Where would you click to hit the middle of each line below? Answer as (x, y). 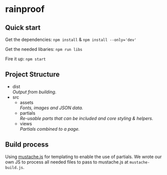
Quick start (23, 28)
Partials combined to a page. (50, 129)
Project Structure (32, 75)
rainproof (25, 9)
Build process (27, 145)
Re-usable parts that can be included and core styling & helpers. (86, 118)
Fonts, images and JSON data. (51, 108)
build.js (14, 168)
